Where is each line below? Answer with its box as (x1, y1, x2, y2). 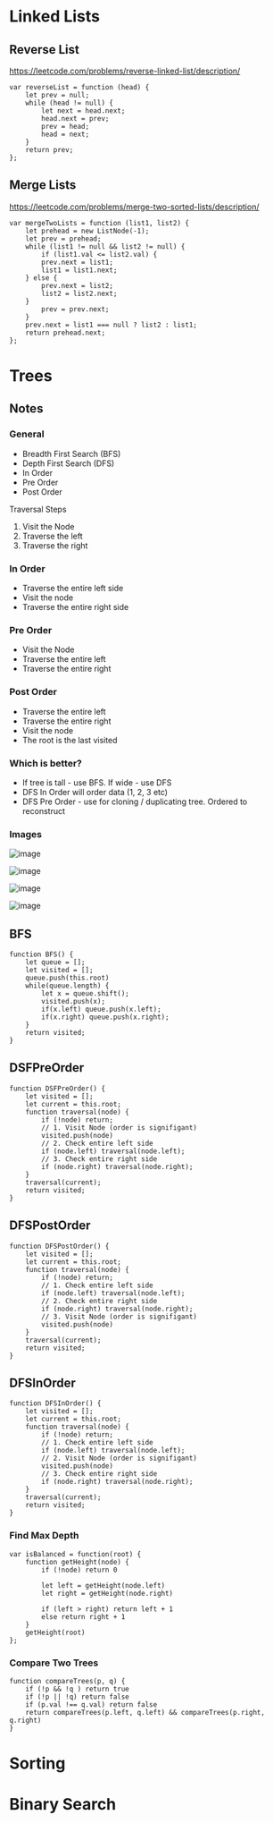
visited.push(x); (41, 996, 105, 1005)
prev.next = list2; (41, 281, 114, 290)
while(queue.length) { (25, 981, 110, 990)
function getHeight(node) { (25, 1557, 129, 1566)
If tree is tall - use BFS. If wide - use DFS (21, 776, 172, 788)
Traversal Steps (9, 504, 67, 514)
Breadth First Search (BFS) (21, 448, 121, 459)
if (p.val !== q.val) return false (25, 1700, 158, 1709)
